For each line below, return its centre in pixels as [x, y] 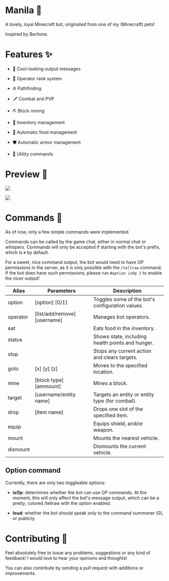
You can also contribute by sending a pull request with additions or [74, 568]
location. [104, 372]
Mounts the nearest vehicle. [126, 438]
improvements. [21, 573]
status [15, 339]
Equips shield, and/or [118, 424]
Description [127, 291]
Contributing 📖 [36, 538]
